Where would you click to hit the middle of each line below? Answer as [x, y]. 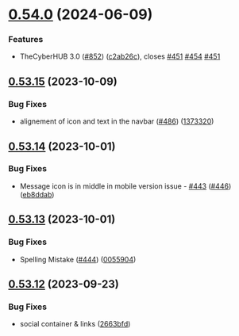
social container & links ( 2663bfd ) [75, 324]
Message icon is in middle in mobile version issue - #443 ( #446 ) [125, 186]
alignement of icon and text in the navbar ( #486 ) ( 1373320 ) [117, 121]
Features [26, 40]
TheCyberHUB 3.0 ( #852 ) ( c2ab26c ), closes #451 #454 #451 [120, 56]
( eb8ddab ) [37, 194]
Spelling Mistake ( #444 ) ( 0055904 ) [78, 259]
